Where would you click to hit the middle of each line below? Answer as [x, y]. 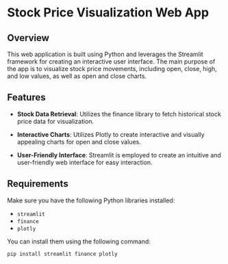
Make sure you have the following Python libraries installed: [91, 200]
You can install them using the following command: [79, 241]
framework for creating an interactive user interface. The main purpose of [111, 62]
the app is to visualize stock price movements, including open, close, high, [112, 69]
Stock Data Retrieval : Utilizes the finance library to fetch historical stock [119, 114]
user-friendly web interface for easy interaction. [85, 162]
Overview [28, 38]
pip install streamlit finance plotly [62, 254]
